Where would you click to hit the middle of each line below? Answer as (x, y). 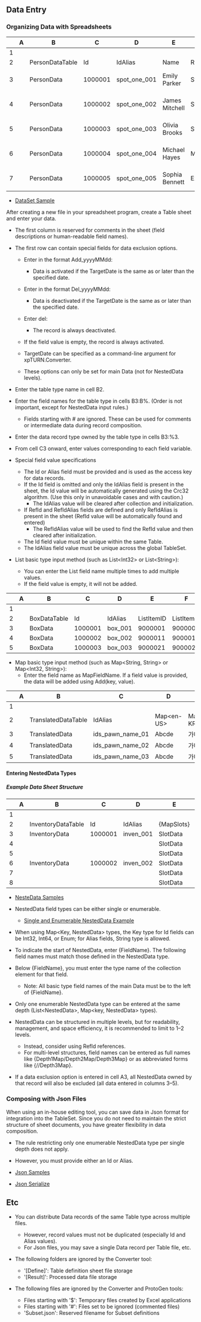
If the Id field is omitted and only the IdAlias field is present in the (104, 484)
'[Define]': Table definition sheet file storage (78, 1271)
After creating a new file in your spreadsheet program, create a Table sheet (99, 212)
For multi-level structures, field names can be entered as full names (107, 1053)
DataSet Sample (35, 200)
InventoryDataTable (57, 824)
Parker (172, 83)
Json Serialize (32, 1184)
